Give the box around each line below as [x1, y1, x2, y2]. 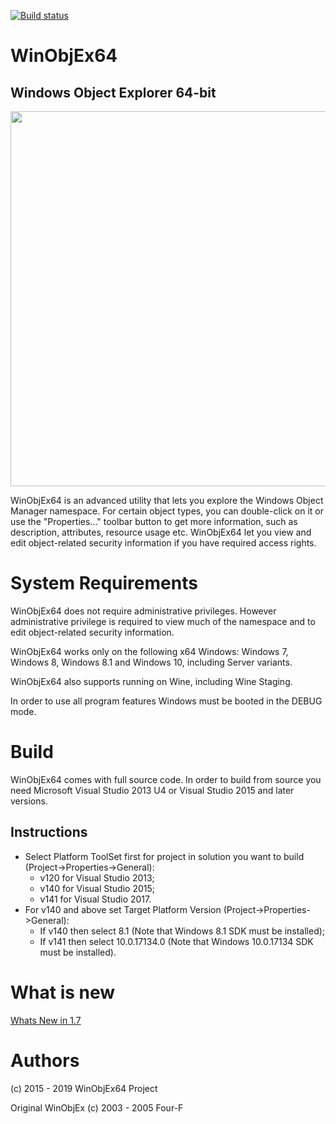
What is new [10, 981, 116, 1004]
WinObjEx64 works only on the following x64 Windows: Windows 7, [10, 645, 289, 657]
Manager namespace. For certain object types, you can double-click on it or [10, 505, 324, 517]
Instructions [10, 824, 88, 841]
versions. [10, 795, 48, 807]
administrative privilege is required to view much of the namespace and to [10, 615, 316, 627]
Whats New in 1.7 [10, 1014, 82, 1026]
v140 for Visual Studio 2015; [39, 882, 155, 894]
